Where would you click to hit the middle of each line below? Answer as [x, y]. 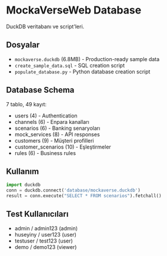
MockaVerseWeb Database [74, 10]
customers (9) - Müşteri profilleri [54, 140]
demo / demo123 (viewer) [46, 247]
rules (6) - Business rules [45, 153]
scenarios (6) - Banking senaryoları [57, 128]
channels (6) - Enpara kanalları [52, 122]
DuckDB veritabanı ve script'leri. [45, 26]
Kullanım [23, 171]
